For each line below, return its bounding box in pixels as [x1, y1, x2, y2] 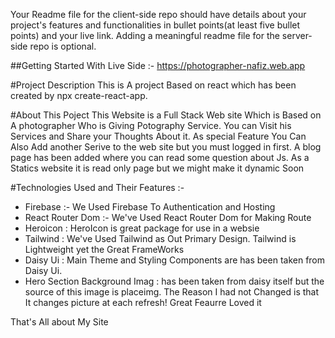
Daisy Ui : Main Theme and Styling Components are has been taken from [24, 254, 326, 266]
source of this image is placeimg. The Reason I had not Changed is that [24, 286, 320, 298]
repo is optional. [29, 40, 97, 52]
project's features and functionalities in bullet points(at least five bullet [10, 19, 301, 31]
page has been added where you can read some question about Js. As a [10, 152, 310, 163]
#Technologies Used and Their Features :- [10, 182, 185, 193]
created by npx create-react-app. [10, 90, 148, 101]
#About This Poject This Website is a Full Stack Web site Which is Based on [10, 109, 322, 121]
